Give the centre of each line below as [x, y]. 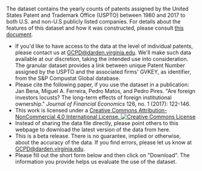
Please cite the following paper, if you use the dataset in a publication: [102, 85]
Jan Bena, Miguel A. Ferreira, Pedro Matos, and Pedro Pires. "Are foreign [105, 91]
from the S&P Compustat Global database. [68, 78]
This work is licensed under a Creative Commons [76, 110]
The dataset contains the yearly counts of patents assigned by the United [97, 9]
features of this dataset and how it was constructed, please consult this [95, 28]
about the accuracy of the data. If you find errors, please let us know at [103, 142]
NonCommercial [35, 117]
